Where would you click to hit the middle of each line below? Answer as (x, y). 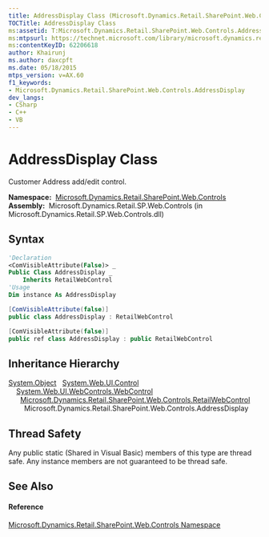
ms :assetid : (28, 30)
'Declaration (30, 258)
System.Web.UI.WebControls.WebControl (84, 391)
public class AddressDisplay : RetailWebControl (91, 317)
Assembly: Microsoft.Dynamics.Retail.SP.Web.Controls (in (105, 206)
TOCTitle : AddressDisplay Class (62, 23)
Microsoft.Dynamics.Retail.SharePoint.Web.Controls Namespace (114, 524)
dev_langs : (26, 98)
